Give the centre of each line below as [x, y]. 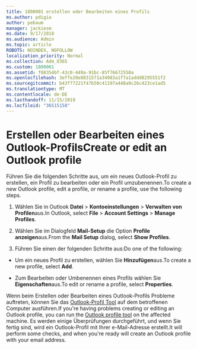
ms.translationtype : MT [36, 89]
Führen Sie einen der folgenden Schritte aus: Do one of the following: [99, 249]
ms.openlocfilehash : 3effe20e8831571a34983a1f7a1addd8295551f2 [86, 78]
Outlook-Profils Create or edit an [87, 147]
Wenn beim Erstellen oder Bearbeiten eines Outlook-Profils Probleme [90, 296]
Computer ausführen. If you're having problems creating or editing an [90, 309]
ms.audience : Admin [30, 39]
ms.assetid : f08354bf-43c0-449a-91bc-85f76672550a [70, 72]
